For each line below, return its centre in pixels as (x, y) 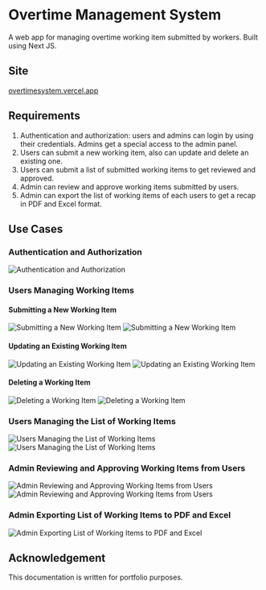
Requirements (44, 116)
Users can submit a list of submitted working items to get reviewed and (137, 169)
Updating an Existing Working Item (68, 346)
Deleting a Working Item (49, 382)
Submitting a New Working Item (62, 310)
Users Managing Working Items (72, 290)
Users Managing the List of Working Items (92, 421)
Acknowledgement (57, 558)
